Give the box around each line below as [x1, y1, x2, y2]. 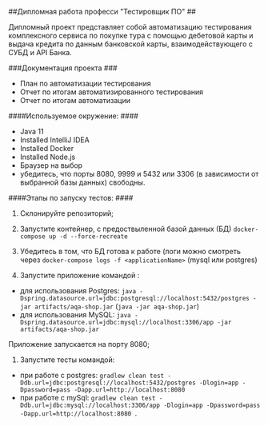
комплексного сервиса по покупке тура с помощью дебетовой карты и [8, 31, 254, 40]
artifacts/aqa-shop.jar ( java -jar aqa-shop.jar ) [34, 301, 200, 311]
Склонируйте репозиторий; [19, 209, 114, 218]
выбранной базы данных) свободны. [19, 177, 146, 187]
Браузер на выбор [19, 161, 82, 170]
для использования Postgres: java [19, 286, 137, 295]
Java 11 [19, 127, 44, 136]
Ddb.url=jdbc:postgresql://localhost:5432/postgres [19, 379, 196, 387]
